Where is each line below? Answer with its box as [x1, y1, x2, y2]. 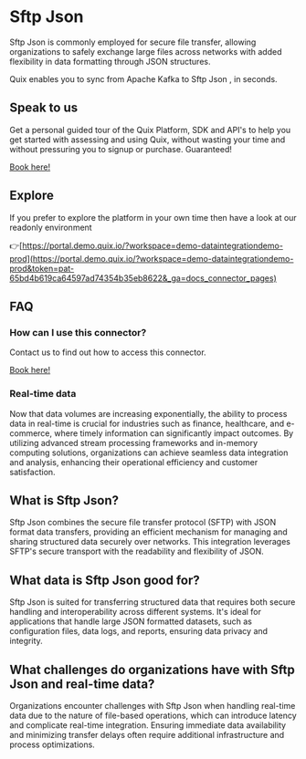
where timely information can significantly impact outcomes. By [54, 427, 294, 439]
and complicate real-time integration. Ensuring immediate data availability [9, 719, 286, 731]
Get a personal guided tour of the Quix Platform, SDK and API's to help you [9, 124, 291, 135]
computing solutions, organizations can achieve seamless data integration [9, 447, 289, 458]
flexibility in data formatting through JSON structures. [9, 56, 211, 67]
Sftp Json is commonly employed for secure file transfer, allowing [9, 36, 257, 47]
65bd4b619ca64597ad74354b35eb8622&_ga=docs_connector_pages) [9, 272, 277, 284]
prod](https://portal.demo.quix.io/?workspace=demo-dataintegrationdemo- [9, 253, 294, 264]
